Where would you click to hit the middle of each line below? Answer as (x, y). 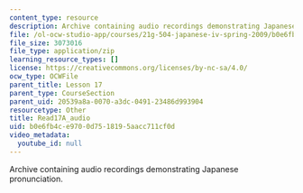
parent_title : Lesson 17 (56, 85)
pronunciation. (36, 179)
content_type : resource (54, 18)
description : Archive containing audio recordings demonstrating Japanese (153, 26)
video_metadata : (40, 135)
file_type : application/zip (62, 51)
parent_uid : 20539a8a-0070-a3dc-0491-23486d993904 (106, 101)
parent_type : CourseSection (62, 93)
